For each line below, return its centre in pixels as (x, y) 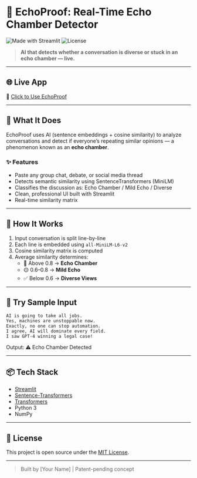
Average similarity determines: (51, 257)
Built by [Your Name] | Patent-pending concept (77, 469)
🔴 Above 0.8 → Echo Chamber (60, 263)
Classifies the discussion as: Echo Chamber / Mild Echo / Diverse (93, 187)
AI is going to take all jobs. (44, 316)
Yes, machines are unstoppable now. (51, 321)
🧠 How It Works (35, 224)
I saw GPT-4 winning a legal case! (50, 336)
